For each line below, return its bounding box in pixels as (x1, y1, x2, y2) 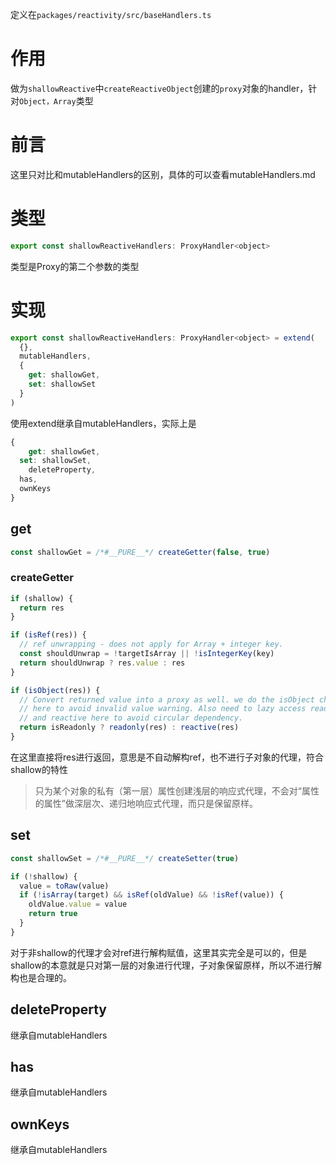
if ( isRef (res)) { (10, 630, 87, 640)
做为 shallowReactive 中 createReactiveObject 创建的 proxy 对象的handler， (10, 82, 309, 94)
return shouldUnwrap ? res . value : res (19, 658, 186, 668)
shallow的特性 (10, 763, 68, 775)
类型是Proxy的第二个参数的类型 (10, 260, 140, 272)
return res (19, 603, 65, 613)
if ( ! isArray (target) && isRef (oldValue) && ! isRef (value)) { (19, 890, 284, 900)
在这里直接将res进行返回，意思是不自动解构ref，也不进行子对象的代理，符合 (10, 751, 324, 763)
